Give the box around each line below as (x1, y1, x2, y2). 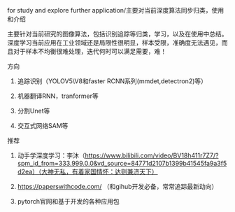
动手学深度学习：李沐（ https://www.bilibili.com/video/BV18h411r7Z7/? (17, 151, 219, 160)
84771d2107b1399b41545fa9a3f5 (130, 160, 227, 167)
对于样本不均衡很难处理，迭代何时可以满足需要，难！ (13, 48, 166, 55)
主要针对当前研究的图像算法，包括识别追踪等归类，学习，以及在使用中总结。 (7, 30, 228, 38)
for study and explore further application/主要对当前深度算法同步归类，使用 (7, 6, 225, 14)
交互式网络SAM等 (17, 122, 69, 129)
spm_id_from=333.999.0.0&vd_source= (17, 160, 131, 167)
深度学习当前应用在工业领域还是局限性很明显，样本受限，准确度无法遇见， (7, 38, 222, 47)
